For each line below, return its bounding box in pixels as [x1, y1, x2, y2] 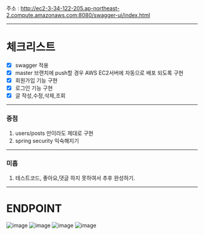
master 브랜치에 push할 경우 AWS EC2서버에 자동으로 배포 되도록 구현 [15, 69, 184, 77]
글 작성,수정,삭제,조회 [15, 92, 66, 100]
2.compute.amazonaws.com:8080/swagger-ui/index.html [6, 12, 151, 19]
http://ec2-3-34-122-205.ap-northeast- [20, 5, 120, 12]
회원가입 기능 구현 [15, 77, 58, 84]
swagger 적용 [15, 61, 49, 69]
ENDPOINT [6, 202, 63, 216]
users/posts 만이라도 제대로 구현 [15, 129, 94, 137]
